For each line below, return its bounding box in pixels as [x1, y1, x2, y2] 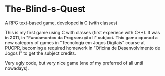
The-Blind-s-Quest [5, 3, 86, 15]
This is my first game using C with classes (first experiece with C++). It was [5, 29, 160, 35]
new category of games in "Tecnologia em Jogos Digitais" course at [5, 39, 145, 45]
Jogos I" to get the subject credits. [5, 50, 76, 56]
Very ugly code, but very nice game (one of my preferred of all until [5, 60, 143, 66]
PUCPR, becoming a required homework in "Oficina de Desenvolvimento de [5, 45, 160, 51]
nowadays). [5, 65, 29, 71]
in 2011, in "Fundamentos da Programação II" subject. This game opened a [5, 35, 158, 40]
